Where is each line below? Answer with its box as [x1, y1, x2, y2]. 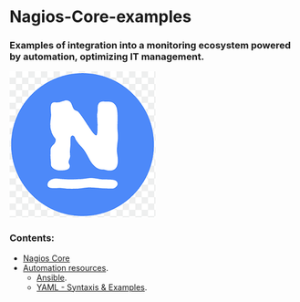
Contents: [9, 232, 55, 245]
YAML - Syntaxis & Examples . [36, 281, 148, 293]
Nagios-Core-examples [9, 6, 191, 27]
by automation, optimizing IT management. [9, 50, 205, 63]
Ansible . [36, 272, 67, 283]
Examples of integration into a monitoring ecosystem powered [9, 39, 292, 52]
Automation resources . [22, 262, 109, 273]
